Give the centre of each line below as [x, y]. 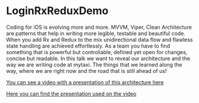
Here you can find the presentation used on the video [71, 94]
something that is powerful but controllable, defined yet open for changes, [97, 52]
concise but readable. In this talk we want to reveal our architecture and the [98, 58]
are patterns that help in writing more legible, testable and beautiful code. [96, 33]
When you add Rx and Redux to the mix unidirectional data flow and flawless [99, 39]
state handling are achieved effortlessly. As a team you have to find [88, 46]
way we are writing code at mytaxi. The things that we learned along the [94, 64]
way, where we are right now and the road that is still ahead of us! [86, 71]
